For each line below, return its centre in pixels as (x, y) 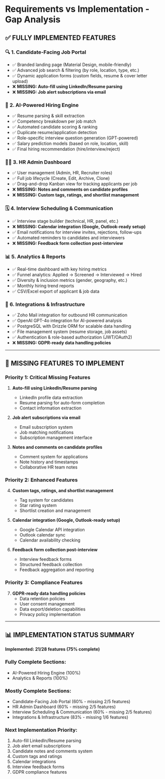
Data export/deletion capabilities (53, 609)
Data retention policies (42, 598)
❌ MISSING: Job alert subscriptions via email (59, 92)
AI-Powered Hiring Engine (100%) (46, 673)
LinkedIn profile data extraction (51, 398)
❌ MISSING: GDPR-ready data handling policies (62, 343)
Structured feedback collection (51, 565)
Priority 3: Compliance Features (44, 582)
